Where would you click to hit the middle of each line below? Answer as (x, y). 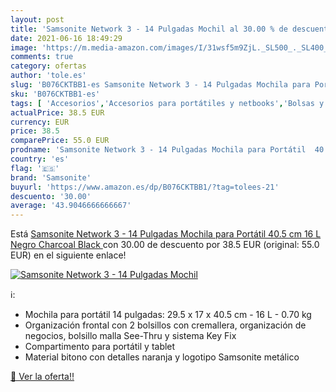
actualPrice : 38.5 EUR (57, 112)
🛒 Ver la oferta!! (42, 377)
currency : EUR (40, 122)
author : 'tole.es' (48, 76)
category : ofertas (48, 66)
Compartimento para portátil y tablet (100, 347)
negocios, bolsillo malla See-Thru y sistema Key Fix (130, 336)
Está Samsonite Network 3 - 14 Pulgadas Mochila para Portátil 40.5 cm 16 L (166, 234)
